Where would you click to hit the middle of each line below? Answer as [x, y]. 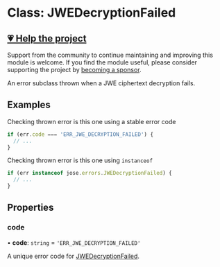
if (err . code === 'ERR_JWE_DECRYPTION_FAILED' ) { [81, 134]
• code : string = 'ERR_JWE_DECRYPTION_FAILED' [74, 242]
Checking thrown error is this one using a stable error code [92, 121]
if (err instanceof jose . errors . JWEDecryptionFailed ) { [90, 173]
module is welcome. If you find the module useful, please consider [102, 62]
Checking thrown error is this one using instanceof [80, 160]
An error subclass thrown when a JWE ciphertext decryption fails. [101, 83]
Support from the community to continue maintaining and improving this [110, 55]
